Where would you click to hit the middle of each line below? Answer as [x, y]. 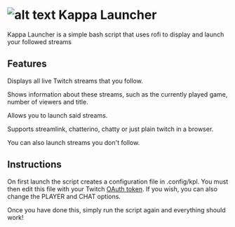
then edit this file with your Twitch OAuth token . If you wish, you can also [112, 188]
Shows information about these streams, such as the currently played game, [117, 94]
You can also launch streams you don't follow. [74, 142]
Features [27, 64]
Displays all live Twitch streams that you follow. [75, 81]
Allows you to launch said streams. [58, 115]
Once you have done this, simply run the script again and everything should [116, 209]
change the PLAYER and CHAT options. [64, 196]
